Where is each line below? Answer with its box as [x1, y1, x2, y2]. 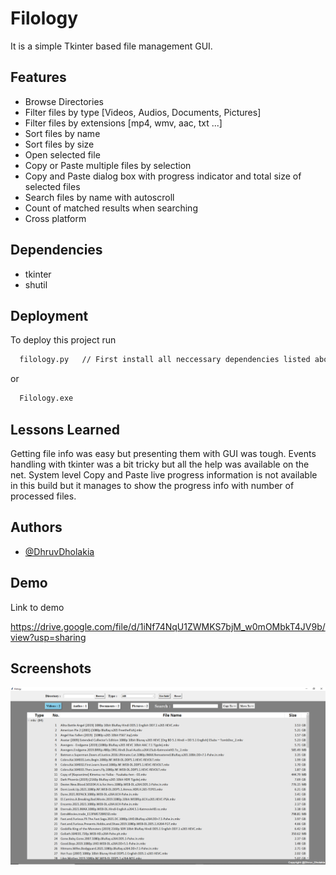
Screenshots [10, 660, 92, 677]
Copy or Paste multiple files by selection [24, 159, 192, 171]
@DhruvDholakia [24, 545, 95, 557]
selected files [24, 180, 81, 192]
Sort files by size [24, 138, 95, 150]
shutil [24, 278, 48, 291]
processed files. [10, 490, 77, 502]
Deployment [10, 307, 89, 324]
